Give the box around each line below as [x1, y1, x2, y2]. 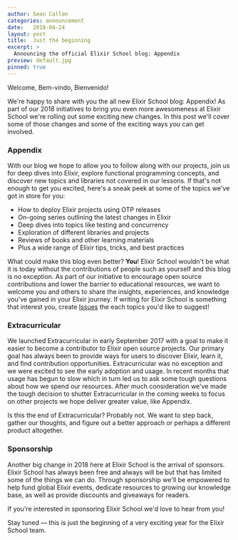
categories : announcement [7, 17, 84, 24]
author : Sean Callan [7, 10, 69, 18]
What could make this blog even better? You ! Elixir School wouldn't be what [7, 257, 229, 265]
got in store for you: [7, 191, 66, 200]
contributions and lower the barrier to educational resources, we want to [7, 280, 220, 288]
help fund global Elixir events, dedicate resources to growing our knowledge [7, 483, 232, 491]
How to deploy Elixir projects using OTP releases [17, 205, 161, 214]
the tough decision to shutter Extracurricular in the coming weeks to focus [7, 389, 226, 398]
